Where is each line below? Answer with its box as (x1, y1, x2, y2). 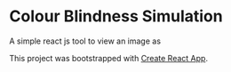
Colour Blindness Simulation (9, 6, 224, 27)
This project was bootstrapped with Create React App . (9, 52, 209, 63)
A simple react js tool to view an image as (9, 36, 162, 46)
